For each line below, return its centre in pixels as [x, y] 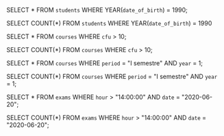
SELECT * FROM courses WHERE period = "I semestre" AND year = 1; [105, 63]
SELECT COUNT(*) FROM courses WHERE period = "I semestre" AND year [112, 76]
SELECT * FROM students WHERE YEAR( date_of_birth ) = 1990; [97, 10]
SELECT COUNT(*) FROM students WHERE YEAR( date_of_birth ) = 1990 [109, 23]
